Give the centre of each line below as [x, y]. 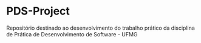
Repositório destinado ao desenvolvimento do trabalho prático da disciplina [101, 28]
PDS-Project [38, 11]
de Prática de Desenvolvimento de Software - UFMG [72, 34]
